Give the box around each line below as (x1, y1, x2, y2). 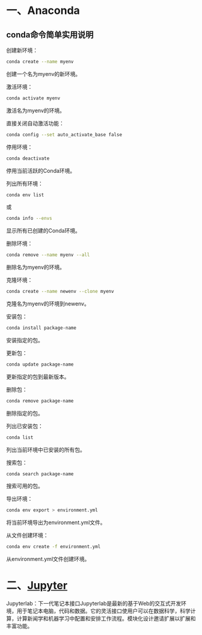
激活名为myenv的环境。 (6, 107, 65, 114)
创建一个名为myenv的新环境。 (6, 70, 81, 77)
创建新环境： (6, 47, 38, 54)
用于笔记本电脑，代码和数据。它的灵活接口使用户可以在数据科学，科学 (16, 607, 191, 615)
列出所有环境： (6, 180, 43, 187)
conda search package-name (6, 471, 74, 477)
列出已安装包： (6, 422, 43, 430)
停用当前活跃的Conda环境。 (6, 167, 76, 174)
